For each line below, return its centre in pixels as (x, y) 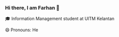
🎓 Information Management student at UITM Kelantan (60, 18)
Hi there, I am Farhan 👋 (32, 8)
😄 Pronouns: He (22, 30)
